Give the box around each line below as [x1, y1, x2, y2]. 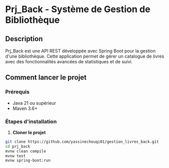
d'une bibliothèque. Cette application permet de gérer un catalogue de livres [5, 53, 164, 59]
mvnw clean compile [5, 148, 46, 154]
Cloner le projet [12, 129, 46, 135]
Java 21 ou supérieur [12, 100, 57, 106]
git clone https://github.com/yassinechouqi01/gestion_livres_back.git [5, 139, 159, 144]
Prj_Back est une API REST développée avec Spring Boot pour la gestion [5, 48, 156, 54]
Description [5, 34, 43, 43]
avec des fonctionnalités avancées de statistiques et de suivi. [5, 59, 133, 64]
